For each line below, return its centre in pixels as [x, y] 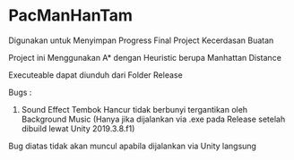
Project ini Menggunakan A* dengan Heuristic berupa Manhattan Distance [145, 57]
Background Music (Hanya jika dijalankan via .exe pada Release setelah [153, 119]
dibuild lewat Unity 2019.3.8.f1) [78, 128]
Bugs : [20, 92]
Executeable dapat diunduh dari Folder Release [95, 75]
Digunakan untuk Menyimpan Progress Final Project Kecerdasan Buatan [141, 40]
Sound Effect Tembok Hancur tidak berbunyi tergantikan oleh [134, 109]
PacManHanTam [71, 16]
